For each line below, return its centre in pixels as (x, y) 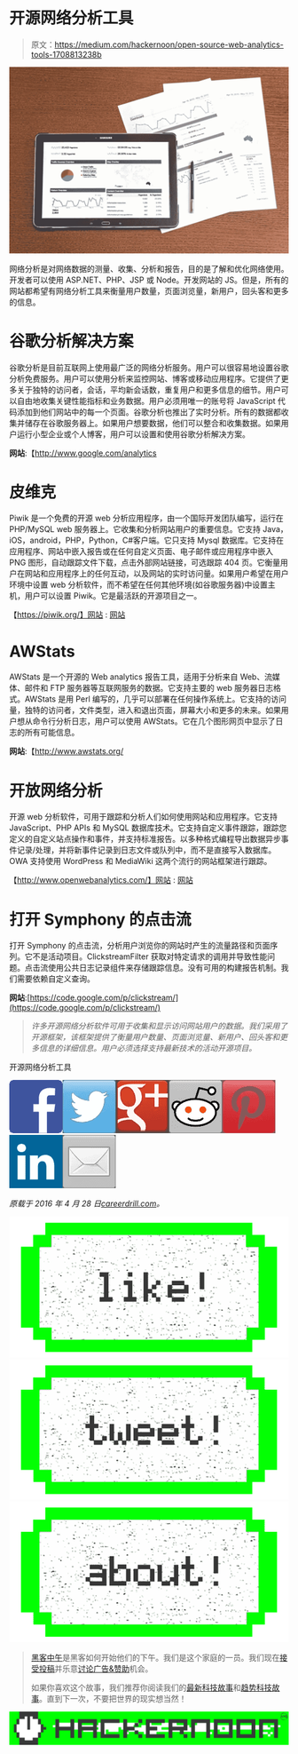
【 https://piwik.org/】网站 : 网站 (67, 615)
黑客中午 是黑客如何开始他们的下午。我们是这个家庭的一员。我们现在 (155, 1657)
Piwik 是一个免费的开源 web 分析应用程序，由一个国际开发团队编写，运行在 (146, 518)
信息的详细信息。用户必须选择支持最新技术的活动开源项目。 (148, 1048)
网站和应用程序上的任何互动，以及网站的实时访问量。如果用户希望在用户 (157, 574)
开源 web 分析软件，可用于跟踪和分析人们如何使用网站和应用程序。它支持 (143, 817)
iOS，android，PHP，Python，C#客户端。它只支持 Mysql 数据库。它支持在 (146, 540)
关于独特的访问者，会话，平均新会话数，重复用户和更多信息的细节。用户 (149, 389)
